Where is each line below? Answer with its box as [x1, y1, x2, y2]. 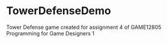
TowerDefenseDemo [6, 4, 111, 18]
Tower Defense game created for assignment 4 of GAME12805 [6, 24, 162, 31]
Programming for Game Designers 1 [6, 29, 95, 37]
